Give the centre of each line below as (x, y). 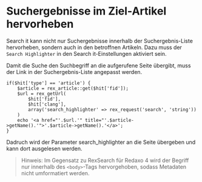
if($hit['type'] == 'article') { (49, 83)
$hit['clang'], (47, 104)
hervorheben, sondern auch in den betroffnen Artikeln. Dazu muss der (94, 47)
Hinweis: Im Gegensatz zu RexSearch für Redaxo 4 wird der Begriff (105, 160)
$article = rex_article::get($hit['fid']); (73, 88)
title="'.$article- (109, 120)
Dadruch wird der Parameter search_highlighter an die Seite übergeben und (101, 142)
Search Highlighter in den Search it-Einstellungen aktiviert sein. (86, 53)
